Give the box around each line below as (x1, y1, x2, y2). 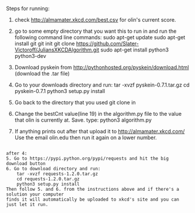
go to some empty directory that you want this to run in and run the (14, 28, 177, 35)
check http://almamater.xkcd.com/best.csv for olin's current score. (14, 16, 176, 23)
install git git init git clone (14, 40, 75, 47)
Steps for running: (6, 5, 50, 12)
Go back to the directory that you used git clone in (14, 99, 136, 106)
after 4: (6, 150, 28, 156)
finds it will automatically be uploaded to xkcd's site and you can (6, 197, 180, 202)
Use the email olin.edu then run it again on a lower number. (14, 134, 157, 141)
